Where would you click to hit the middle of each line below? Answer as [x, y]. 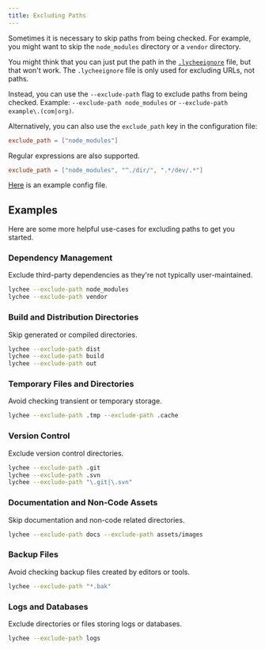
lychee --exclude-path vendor [58, 297]
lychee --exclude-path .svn [55, 475]
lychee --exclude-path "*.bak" [60, 586]
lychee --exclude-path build [56, 357]
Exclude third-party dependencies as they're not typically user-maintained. [131, 275]
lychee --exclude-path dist [55, 349]
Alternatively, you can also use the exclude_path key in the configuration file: [133, 126]
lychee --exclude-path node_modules [68, 289]
